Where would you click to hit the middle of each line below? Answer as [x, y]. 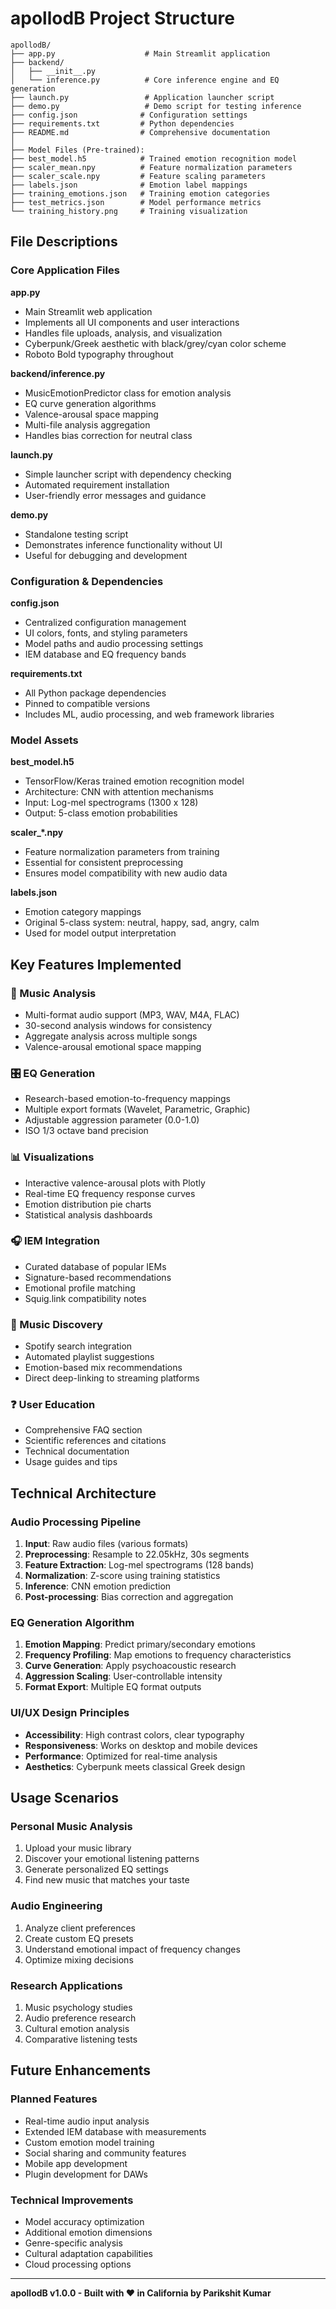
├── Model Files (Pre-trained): [77, 150]
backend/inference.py [58, 373]
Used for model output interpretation [100, 933]
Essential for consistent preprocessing [104, 863]
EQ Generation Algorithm [72, 1622]
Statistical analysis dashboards [88, 1214]
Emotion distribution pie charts [88, 1204]
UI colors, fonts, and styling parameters [106, 633]
